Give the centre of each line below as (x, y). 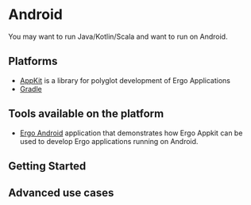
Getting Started (47, 166)
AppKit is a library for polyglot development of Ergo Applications (125, 80)
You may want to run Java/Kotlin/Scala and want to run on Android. (118, 36)
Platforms (33, 61)
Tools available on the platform (86, 114)
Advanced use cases (61, 193)
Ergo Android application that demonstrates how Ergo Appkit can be (131, 133)
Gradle (31, 89)
